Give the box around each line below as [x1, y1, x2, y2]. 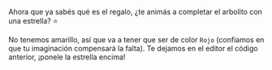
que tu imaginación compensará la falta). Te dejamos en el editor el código [8, 44, 258, 53]
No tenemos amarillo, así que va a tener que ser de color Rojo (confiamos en [8, 35, 265, 44]
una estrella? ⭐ [8, 16, 58, 25]
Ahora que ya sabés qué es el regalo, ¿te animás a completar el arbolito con [8, 7, 262, 16]
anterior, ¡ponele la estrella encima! [8, 52, 126, 62]
